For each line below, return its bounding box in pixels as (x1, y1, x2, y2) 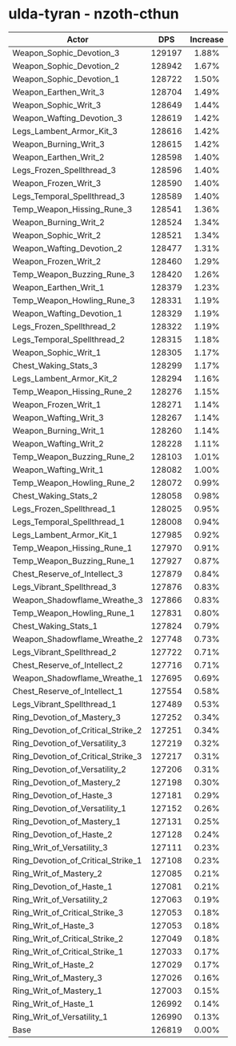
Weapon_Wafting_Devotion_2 (12, 242, 122, 253)
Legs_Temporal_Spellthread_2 (12, 333, 126, 345)
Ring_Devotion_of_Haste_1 (12, 881, 114, 892)
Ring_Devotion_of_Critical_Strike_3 (12, 750, 142, 761)
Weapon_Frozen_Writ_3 (12, 177, 102, 188)
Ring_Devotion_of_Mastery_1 (12, 815, 122, 826)
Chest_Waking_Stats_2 (12, 490, 98, 501)
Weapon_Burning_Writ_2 (12, 216, 106, 228)
